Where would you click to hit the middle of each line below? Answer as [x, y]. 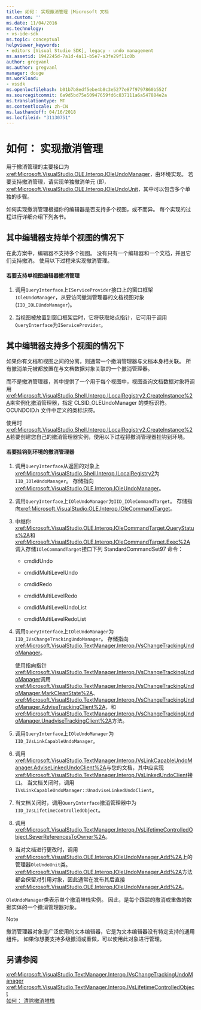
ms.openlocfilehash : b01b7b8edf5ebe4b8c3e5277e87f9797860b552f [87, 90]
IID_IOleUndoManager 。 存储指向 [54, 481]
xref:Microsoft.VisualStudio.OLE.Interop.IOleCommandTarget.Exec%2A [102, 542]
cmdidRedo [38, 584]
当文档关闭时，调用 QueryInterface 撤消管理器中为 [76, 803]
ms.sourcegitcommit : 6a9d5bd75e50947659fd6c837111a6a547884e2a [87, 95]
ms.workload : [22, 78]
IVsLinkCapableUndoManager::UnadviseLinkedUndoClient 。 [86, 790]
